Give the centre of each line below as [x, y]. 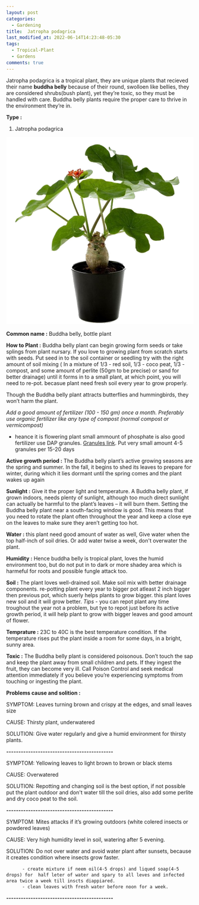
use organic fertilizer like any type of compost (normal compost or [88, 418]
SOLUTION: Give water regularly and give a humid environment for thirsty [96, 733]
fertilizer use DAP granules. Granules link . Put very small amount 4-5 [99, 443]
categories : [21, 19]
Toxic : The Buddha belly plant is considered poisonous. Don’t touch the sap [99, 656]
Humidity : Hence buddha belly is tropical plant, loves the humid [85, 558]
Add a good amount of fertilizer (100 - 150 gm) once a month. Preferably [95, 412]
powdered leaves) [28, 828]
